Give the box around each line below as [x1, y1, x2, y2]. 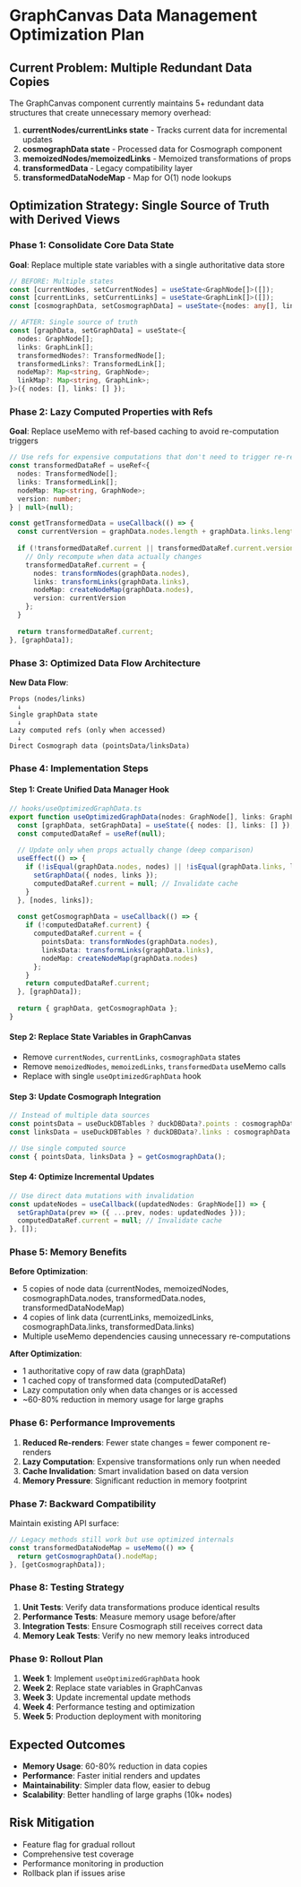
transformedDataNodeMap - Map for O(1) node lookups [21, 172, 232, 183]
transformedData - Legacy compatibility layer [21, 163, 193, 173]
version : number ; [17, 494, 82, 503]
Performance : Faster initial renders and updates [21, 1770, 201, 1780]
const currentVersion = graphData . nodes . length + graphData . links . [17, 528, 275, 536]
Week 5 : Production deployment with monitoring [21, 1711, 202, 1722]
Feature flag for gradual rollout [21, 1839, 136, 1849]
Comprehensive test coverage [21, 1848, 134, 1859]
